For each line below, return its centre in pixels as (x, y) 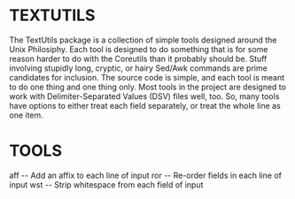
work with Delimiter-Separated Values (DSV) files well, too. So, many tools (144, 96)
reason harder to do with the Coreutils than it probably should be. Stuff (138, 58)
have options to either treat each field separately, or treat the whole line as (145, 105)
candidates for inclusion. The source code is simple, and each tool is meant (147, 77)
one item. (27, 115)
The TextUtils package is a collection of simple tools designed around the (143, 40)
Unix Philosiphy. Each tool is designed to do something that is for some (139, 49)
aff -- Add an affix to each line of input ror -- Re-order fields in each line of (145, 175)
